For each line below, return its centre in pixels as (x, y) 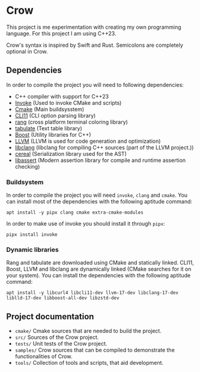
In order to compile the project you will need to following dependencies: (95, 85)
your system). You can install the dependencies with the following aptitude (98, 275)
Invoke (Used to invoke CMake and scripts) (68, 103)
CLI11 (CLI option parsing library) (55, 115)
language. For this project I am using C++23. (61, 33)
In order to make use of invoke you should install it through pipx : (86, 224)
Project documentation (50, 316)
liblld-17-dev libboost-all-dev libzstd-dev (63, 298)
